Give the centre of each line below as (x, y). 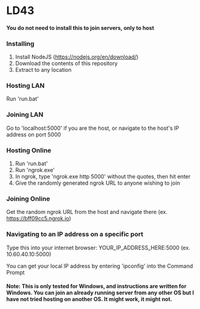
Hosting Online (29, 150)
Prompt (16, 272)
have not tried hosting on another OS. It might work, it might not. (89, 299)
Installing (20, 43)
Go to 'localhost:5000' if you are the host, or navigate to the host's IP (93, 128)
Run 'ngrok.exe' (35, 170)
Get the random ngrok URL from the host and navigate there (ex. (87, 212)
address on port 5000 (34, 134)
